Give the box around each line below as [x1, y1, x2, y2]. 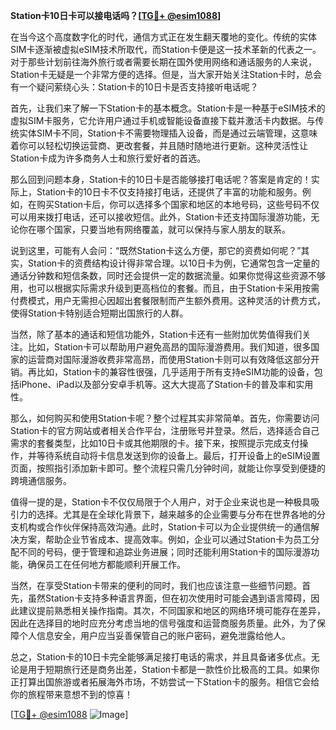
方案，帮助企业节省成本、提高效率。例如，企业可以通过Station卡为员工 [18, 534, 312, 545]
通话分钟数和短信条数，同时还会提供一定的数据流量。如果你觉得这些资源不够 [10, 270, 326, 281]
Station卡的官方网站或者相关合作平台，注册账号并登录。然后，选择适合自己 [10, 425, 320, 436]
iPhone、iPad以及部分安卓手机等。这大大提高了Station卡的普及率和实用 [18, 379, 314, 390]
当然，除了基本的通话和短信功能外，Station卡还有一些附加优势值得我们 [10, 329, 303, 340]
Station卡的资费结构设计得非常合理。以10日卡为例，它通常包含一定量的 [27, 257, 320, 269]
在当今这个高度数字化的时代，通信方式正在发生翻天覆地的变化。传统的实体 [10, 31, 317, 43]
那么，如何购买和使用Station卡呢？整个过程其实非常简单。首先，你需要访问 [10, 412, 320, 424]
